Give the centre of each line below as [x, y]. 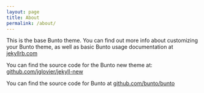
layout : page [23, 12]
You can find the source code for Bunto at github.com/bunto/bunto [91, 83]
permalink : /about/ [31, 23]
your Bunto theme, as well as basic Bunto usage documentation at [90, 47]
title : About [23, 18]
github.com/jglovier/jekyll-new [45, 72]
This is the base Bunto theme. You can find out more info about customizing [102, 41]
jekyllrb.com [22, 53]
